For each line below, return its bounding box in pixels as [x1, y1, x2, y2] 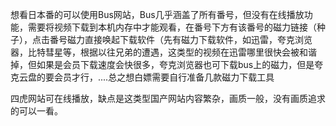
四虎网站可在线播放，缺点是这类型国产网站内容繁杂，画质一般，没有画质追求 [10, 93, 326, 104]
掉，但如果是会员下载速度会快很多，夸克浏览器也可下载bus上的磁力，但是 [10, 59, 315, 70]
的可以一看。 [10, 105, 63, 117]
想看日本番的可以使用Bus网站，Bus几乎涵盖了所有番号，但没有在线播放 [10, 9, 305, 20]
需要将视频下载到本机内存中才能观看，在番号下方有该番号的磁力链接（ [27, 21, 317, 33]
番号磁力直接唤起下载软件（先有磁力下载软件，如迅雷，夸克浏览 [49, 34, 313, 45]
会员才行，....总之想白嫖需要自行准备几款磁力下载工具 [53, 71, 275, 83]
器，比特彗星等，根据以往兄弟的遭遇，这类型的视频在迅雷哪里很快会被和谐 [10, 46, 317, 58]
